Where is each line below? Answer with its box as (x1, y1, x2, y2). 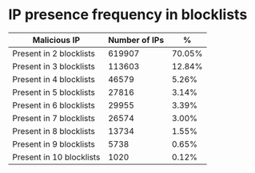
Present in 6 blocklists (12, 100, 96, 111)
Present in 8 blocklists (12, 125, 96, 136)
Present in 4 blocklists (12, 73, 96, 85)
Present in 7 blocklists (12, 112, 96, 124)
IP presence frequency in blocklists (8, 6, 248, 24)
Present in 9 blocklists (12, 138, 96, 149)
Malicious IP (32, 34, 81, 45)
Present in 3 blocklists (12, 61, 96, 72)
